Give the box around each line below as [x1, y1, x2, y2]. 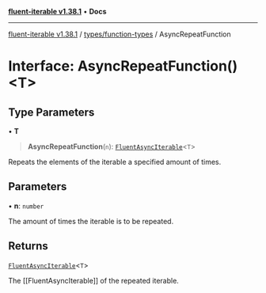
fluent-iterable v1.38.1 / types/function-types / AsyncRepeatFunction [8, 29, 231, 39]
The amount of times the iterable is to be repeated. [8, 216, 174, 226]
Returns [8, 239, 49, 253]
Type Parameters [8, 105, 95, 119]
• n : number [8, 201, 44, 211]
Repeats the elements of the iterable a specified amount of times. [8, 158, 222, 166]
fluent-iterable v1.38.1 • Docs [8, 7, 107, 16]
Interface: [8, 57, 75, 75]
